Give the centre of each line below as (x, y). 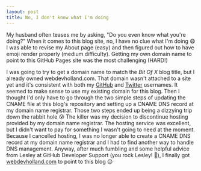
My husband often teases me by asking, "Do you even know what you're (96, 34)
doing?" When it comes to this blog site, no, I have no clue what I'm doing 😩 (101, 41)
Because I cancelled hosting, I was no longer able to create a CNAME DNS (98, 135)
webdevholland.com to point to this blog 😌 (60, 161)
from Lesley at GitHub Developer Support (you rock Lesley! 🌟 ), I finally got (98, 155)
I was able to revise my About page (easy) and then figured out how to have (100, 47)
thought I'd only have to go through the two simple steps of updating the (96, 98)
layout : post (23, 12)
